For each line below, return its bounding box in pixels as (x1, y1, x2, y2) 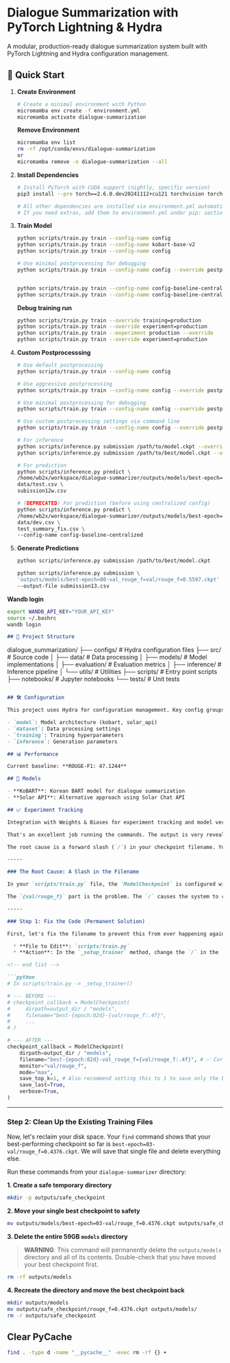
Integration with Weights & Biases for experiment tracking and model (7, 819, 213, 826)
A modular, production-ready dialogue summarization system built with (7, 42, 207, 50)
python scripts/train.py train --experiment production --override (16, 329, 214, 337)
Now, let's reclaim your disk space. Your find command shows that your (7, 1132, 211, 1141)
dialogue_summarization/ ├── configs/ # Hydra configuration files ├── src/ (7, 646, 221, 654)
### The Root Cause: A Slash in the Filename (7, 868, 139, 876)
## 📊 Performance (7, 750, 59, 758)
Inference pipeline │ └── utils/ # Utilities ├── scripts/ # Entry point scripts (7, 668, 218, 676)
